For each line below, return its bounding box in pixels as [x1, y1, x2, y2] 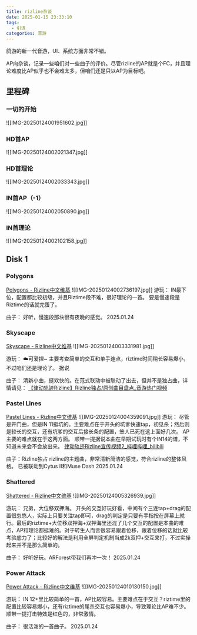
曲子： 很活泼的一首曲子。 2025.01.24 [6, 623, 98, 630]
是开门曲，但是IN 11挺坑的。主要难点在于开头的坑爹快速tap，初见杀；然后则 [6, 421, 190, 428]
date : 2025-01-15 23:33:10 [6, 14, 72, 20]
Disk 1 [6, 254, 28, 264]
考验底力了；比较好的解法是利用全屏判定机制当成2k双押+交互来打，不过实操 [6, 534, 191, 541]
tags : [6, 19, 19, 25]
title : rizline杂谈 [6, 8, 52, 15]
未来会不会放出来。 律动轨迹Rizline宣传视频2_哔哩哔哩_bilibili [16, 443, 164, 450]
